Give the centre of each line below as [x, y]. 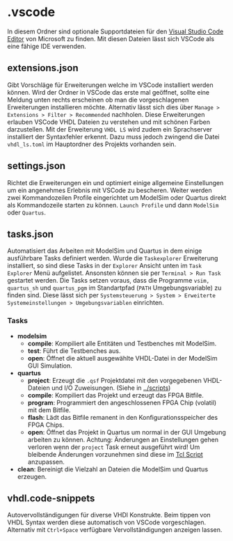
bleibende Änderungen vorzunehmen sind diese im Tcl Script [115, 454]
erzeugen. [32, 476]
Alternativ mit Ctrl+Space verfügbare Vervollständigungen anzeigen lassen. [115, 530]
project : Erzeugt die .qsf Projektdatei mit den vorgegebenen [114, 380]
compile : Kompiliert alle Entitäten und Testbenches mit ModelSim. [122, 343]
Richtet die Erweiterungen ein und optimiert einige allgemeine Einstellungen [115, 182]
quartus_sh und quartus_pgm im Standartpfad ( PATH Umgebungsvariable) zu [114, 288]
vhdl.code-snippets [51, 499]
